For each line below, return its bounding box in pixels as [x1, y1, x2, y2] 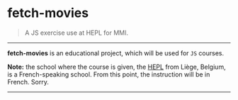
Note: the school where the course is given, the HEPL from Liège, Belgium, [7, 62, 226, 71]
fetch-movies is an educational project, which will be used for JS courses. [7, 48, 225, 57]
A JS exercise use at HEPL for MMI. [24, 28, 129, 37]
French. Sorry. [7, 77, 50, 86]
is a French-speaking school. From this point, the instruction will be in [7, 70, 210, 79]
